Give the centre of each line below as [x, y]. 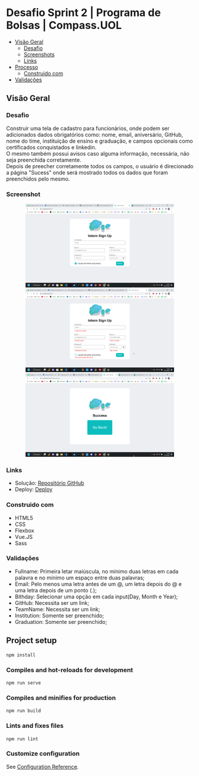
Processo [26, 67]
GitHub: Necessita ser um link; [52, 602]
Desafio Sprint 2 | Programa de [84, 13]
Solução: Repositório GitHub [49, 483]
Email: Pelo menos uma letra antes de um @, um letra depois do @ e [98, 584]
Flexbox [24, 530]
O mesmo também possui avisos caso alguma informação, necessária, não [98, 153]
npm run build [24, 711]
